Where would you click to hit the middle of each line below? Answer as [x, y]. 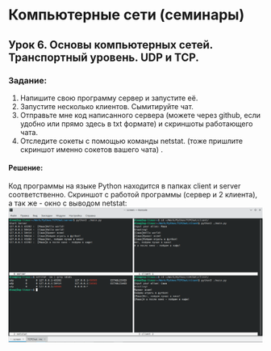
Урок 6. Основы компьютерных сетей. [111, 45]
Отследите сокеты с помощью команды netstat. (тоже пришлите [131, 141]
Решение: [26, 168]
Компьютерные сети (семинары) [127, 15]
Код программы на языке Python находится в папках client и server [125, 186]
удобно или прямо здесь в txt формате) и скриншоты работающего [136, 124]
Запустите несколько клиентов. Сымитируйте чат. [106, 106]
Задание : [27, 80]
